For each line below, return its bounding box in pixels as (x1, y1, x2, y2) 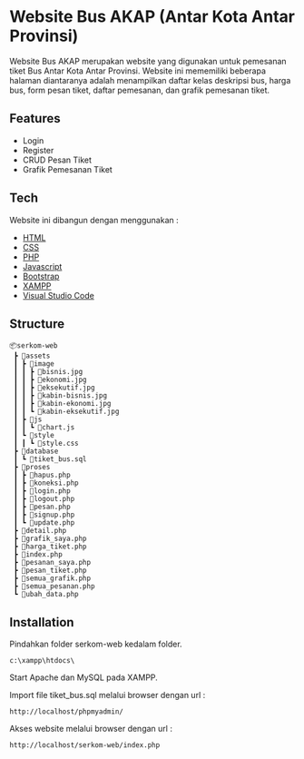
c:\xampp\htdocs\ (9, 656, 75, 665)
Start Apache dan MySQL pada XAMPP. (9, 672, 159, 683)
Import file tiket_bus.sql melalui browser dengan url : (9, 690, 206, 701)
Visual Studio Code (22, 290, 95, 301)
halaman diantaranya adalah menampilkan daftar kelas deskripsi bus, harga (9, 74, 291, 85)
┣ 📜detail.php (13, 527, 67, 536)
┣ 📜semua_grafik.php (13, 574, 92, 583)
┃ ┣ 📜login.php (13, 487, 71, 496)
